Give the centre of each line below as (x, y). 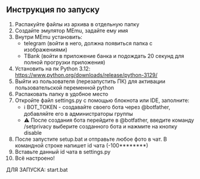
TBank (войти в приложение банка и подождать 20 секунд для (104, 55)
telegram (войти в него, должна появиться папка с (88, 43)
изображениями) (45, 50)
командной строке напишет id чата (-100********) (81, 145)
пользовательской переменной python (64, 87)
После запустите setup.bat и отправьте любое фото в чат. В (91, 139)
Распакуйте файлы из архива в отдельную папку (77, 24)
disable (33, 132)
